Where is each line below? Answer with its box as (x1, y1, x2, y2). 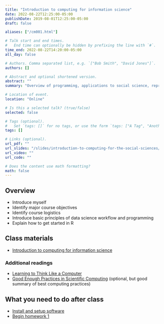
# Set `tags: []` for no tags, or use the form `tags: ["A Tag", (5, 123, 145, 129)
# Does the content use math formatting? (5, 164, 91, 169)
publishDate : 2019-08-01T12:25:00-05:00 (5, 16, 89, 21)
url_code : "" (5, 155, 32, 160)
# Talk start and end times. (5, 39, 64, 43)
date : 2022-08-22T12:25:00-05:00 (5, 12, 73, 17)
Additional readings (5, 259, 53, 266)
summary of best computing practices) (12, 281, 91, 287)
